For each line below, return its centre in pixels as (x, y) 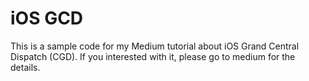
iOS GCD (47, 18)
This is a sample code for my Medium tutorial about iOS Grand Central (155, 46)
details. (25, 67)
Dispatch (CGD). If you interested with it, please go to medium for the (153, 56)
